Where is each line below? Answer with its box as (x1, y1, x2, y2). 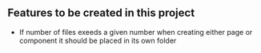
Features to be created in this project (7, 6, 195, 20)
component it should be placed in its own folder (18, 36, 177, 45)
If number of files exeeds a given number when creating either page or (18, 27, 253, 36)
